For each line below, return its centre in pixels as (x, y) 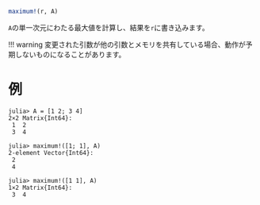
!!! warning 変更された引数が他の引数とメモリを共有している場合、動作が (127, 44)
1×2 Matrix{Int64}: (40, 188)
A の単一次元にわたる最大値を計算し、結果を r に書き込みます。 (109, 27)
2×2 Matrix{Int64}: (40, 118)
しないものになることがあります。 (70, 54)
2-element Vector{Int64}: (51, 153)
